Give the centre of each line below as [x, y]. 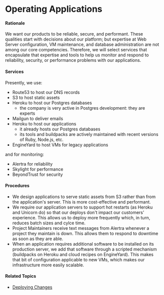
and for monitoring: [25, 154]
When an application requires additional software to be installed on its [83, 244]
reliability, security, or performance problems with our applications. [73, 60]
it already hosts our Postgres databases [60, 129]
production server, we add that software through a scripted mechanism [84, 249]
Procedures [17, 186]
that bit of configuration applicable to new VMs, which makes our [78, 259]
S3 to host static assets [36, 97]
